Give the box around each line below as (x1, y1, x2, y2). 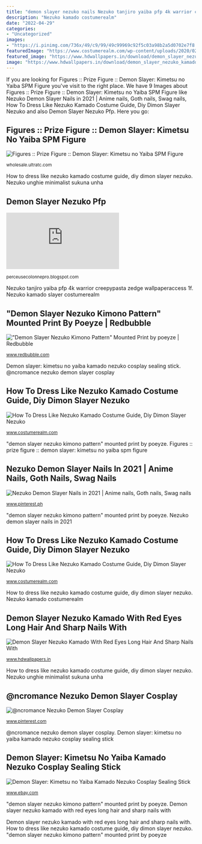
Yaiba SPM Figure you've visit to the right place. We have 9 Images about (6, 82, 188, 89)
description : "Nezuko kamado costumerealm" (6, 14, 117, 20)
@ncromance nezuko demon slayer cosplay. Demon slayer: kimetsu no (6, 729, 182, 736)
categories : (6, 25, 36, 32)
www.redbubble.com (6, 351, 50, 358)
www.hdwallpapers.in (6, 656, 51, 662)
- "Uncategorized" (6, 31, 52, 37)
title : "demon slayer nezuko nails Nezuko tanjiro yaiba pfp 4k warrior (6, 8, 192, 15)
